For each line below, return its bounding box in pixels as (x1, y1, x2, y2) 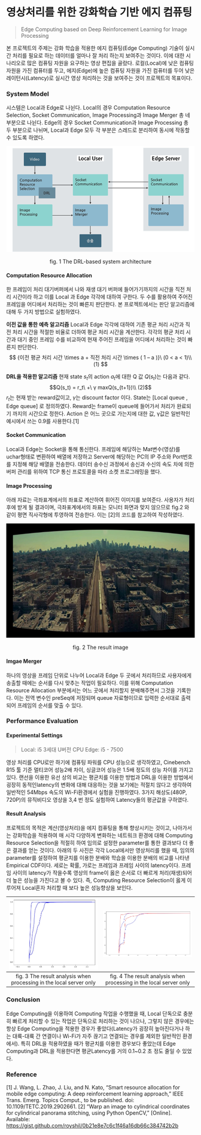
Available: (6, 1116, 31, 1123)
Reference (6, 1070, 37, 1079)
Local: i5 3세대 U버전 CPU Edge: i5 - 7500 (20, 745, 124, 753)
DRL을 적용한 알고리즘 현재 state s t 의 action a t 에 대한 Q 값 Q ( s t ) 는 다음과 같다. (6, 373, 190, 382)
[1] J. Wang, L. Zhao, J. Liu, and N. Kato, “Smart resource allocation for (6, 1084, 181, 1091)
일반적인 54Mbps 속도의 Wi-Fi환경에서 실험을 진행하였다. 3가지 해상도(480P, (6, 789, 187, 796)
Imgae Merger (6, 657, 42, 665)
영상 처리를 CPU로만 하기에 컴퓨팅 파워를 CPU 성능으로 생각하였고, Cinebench (6, 759, 190, 766)
